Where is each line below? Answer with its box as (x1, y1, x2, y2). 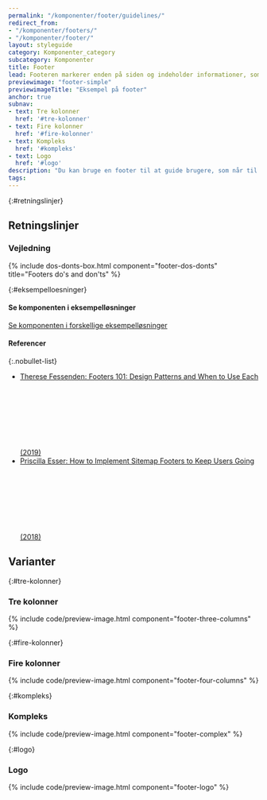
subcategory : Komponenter (8, 56, 94, 64)
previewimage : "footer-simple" (8, 78, 112, 86)
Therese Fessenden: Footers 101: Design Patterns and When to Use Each (19, 371, 259, 381)
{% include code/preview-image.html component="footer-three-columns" (8, 614, 252, 624)
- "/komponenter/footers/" (8, 26, 98, 34)
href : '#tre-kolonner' (15, 115, 91, 123)
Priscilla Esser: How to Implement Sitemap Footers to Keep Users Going (19, 456, 255, 466)
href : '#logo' (15, 160, 62, 168)
